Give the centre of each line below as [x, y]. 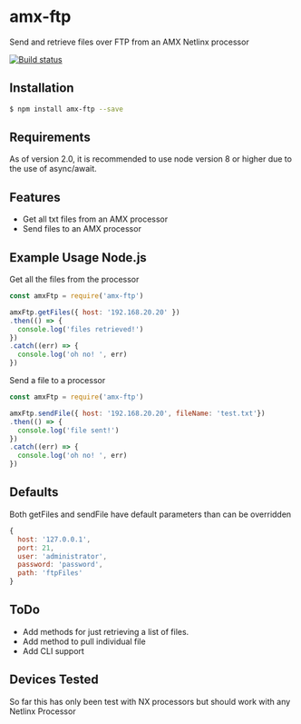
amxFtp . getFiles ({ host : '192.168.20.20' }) [95, 312]
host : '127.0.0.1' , [54, 539]
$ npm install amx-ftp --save [67, 109]
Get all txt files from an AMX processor [95, 219]
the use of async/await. [53, 169]
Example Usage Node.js [78, 258]
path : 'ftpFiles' [50, 573]
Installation [42, 88]
